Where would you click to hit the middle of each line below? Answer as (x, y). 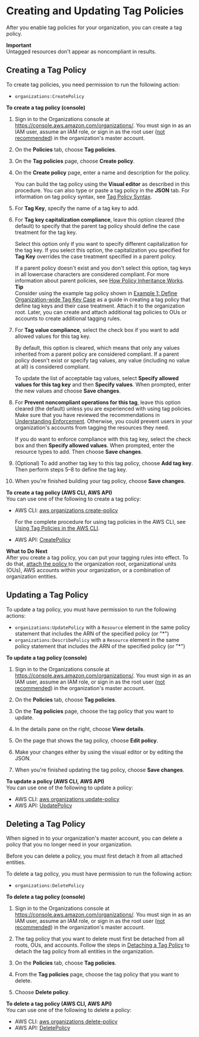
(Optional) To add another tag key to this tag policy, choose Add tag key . (104, 463)
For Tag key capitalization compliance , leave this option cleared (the (100, 219)
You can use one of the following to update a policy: (70, 788)
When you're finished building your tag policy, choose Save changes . (100, 481)
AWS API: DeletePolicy (42, 1028)
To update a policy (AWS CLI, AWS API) (55, 781)
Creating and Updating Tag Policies (95, 11)
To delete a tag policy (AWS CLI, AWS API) (59, 1004)
